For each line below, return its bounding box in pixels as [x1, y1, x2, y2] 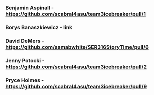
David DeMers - [5, 37, 44, 44]
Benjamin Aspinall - [5, 4, 54, 11]
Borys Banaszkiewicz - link [5, 24, 73, 31]
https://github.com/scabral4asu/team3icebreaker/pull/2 [5, 63, 147, 70]
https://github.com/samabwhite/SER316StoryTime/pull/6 [5, 43, 149, 50]
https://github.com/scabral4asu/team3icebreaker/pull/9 [5, 83, 147, 90]
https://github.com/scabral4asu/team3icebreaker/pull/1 [5, 10, 146, 17]
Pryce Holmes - [5, 77, 44, 84]
